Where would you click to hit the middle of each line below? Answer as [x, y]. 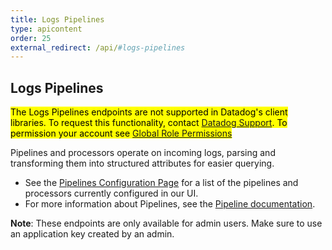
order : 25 [31, 38]
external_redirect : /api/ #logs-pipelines [98, 47]
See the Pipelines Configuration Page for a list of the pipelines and [161, 183]
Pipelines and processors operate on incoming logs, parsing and [143, 153]
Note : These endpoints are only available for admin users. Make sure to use [166, 223]
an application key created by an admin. [92, 234]
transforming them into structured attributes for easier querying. [142, 163]
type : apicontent [46, 29]
